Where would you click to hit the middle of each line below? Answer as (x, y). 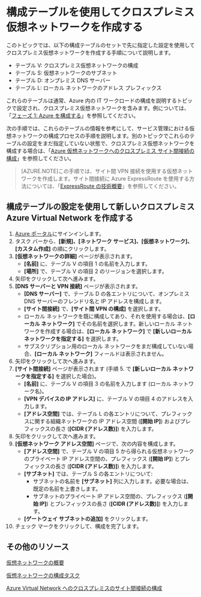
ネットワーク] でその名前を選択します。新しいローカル (108, 323)
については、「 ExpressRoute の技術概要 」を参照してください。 (103, 186)
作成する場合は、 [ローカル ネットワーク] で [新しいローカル (118, 331)
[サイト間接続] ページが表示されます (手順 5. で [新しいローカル (93, 368)
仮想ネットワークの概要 (35, 562)
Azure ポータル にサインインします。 (60, 233)
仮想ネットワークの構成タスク (43, 575)
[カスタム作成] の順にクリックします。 (62, 248)
